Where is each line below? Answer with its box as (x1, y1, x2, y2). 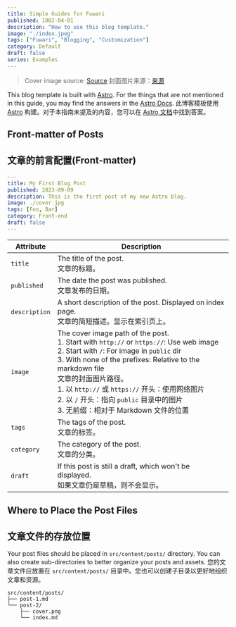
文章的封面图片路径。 (57, 373, 129, 383)
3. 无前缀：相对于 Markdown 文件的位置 (57, 405, 190, 415)
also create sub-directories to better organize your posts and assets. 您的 (7, 558, 220, 566)
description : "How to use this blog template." (7, 23, 150, 30)
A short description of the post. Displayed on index (57, 297, 225, 307)
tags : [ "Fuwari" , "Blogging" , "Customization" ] (7, 37, 150, 44)
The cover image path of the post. (57, 328, 169, 338)
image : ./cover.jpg (7, 199, 65, 206)
